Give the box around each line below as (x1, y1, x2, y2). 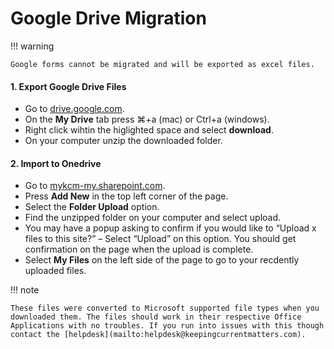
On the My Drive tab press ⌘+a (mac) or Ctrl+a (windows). (24, 113, 270, 126)
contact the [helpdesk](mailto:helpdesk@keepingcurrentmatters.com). (10, 330, 307, 340)
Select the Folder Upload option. (24, 201, 160, 213)
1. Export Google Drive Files (10, 80, 127, 92)
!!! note (10, 284, 40, 296)
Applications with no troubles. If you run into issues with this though (10, 321, 325, 331)
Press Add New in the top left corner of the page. (24, 190, 229, 202)
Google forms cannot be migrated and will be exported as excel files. (10, 59, 315, 69)
